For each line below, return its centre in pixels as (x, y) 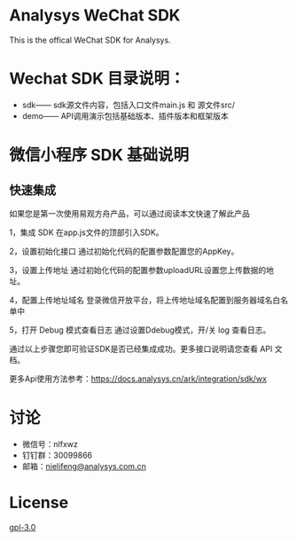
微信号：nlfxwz (50, 443)
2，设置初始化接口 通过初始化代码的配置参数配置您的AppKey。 (124, 251)
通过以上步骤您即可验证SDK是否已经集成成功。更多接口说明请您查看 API (141, 349)
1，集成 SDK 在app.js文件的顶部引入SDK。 (86, 232)
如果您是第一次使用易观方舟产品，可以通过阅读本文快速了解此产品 (129, 213)
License (39, 503)
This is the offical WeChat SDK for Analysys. (90, 40)
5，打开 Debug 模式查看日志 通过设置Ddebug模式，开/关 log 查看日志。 (140, 330)
